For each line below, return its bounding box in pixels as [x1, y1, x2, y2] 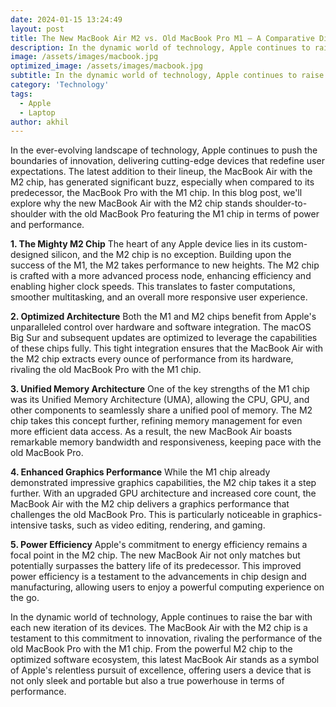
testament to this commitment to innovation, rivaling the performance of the [10, 632, 323, 645]
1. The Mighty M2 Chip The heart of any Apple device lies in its [10, 238, 272, 250]
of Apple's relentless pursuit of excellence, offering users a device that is [10, 664, 312, 676]
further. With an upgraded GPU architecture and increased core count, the [10, 487, 317, 500]
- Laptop [19, 107, 56, 118]
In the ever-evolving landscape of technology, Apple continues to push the [10, 144, 318, 156]
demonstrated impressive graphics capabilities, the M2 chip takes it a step [10, 477, 317, 489]
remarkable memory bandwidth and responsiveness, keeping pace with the [10, 436, 322, 448]
